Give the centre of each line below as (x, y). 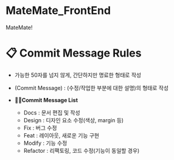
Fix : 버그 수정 (40, 128)
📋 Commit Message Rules (74, 53)
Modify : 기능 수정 (45, 143)
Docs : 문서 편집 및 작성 (52, 113)
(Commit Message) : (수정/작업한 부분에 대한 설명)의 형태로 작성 (91, 88)
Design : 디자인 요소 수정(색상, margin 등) (74, 120)
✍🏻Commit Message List (46, 100)
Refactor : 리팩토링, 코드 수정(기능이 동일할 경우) (82, 150)
